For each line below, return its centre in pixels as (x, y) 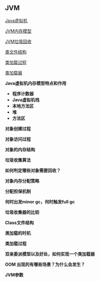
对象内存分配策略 (22, 181)
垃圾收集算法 (18, 160)
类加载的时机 (18, 233)
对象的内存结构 (20, 149)
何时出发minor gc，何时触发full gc (40, 201)
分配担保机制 (18, 191)
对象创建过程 (18, 128)
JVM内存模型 (18, 31)
